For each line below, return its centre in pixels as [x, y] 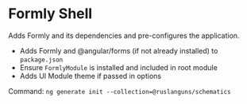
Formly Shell [50, 14]
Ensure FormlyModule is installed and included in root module [119, 67]
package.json [41, 60]
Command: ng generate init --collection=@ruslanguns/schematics [120, 91]
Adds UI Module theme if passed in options [90, 76]
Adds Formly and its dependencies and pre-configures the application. [124, 35]
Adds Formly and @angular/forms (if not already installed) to [119, 50]
